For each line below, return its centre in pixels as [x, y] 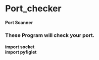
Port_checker [33, 9]
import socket [20, 47]
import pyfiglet [21, 52]
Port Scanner [19, 22]
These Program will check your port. [50, 35]
